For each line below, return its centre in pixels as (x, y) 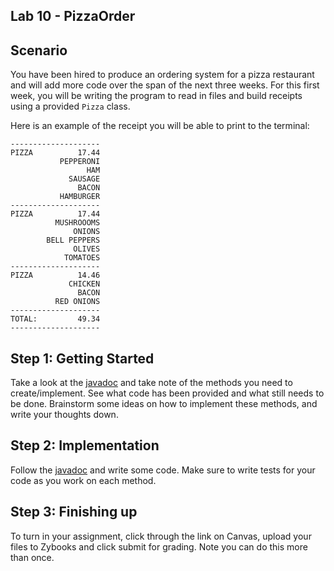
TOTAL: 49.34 (55, 319)
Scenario (39, 50)
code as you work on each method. (83, 480)
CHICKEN (84, 284)
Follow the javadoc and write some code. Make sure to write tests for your (163, 470)
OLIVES (87, 249)
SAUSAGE (84, 179)
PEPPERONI (80, 162)
